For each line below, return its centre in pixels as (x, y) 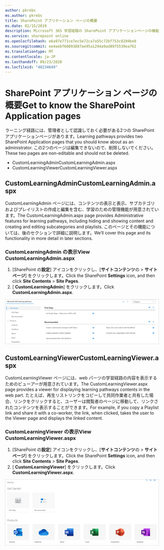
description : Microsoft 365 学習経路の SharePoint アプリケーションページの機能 (82, 31)
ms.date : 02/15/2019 (26, 26)
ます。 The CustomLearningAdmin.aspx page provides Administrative (74, 215)
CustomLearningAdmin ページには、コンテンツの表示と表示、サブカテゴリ (80, 203)
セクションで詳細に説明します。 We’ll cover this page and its (91, 233)
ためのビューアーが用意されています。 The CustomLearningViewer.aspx (76, 384)
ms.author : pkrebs (24, 15)
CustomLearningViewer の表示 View (48, 432)
